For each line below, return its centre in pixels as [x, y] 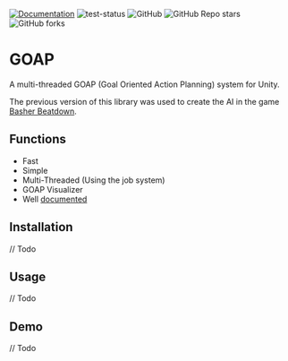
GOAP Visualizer [52, 189]
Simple [35, 170]
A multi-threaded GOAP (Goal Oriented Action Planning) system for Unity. [144, 84]
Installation [41, 227]
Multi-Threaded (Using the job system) [93, 180]
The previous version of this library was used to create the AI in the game [144, 101]
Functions [38, 139]
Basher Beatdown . [43, 111]
